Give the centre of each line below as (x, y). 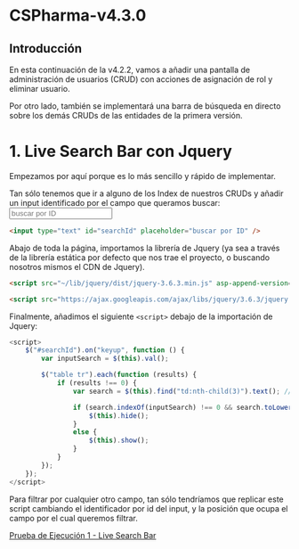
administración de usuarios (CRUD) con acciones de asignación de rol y (141, 79)
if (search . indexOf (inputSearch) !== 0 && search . (169, 407)
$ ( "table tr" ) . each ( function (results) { (119, 375)
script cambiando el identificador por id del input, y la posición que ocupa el (149, 508)
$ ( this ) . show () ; (119, 441)
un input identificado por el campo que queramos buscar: (115, 202)
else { (85, 432)
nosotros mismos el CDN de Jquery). (77, 266)
